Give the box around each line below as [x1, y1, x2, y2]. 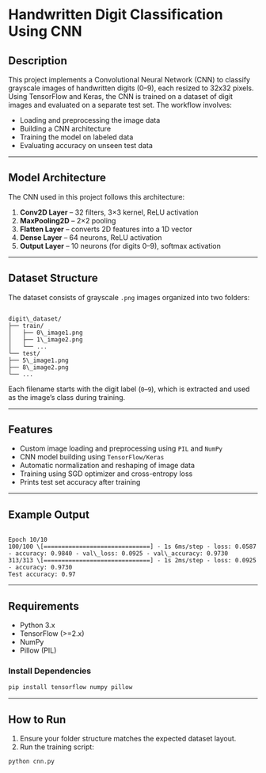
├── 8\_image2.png [8, 363, 69, 371]
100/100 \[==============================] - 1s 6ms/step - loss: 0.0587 [8, 543, 257, 551]
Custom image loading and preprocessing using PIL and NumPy [19, 444, 223, 453]
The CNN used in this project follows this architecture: [8, 192, 184, 201]
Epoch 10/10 [8, 536, 47, 544]
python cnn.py [8, 758, 55, 766]
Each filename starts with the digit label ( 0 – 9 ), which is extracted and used [8, 384, 250, 394]
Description [8, 54, 67, 67]
